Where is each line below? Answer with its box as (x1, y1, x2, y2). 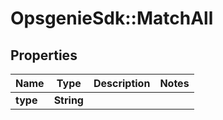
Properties (10, 47, 78, 64)
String (53, 93, 84, 107)
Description (93, 77, 151, 90)
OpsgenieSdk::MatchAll (10, 7, 214, 30)
